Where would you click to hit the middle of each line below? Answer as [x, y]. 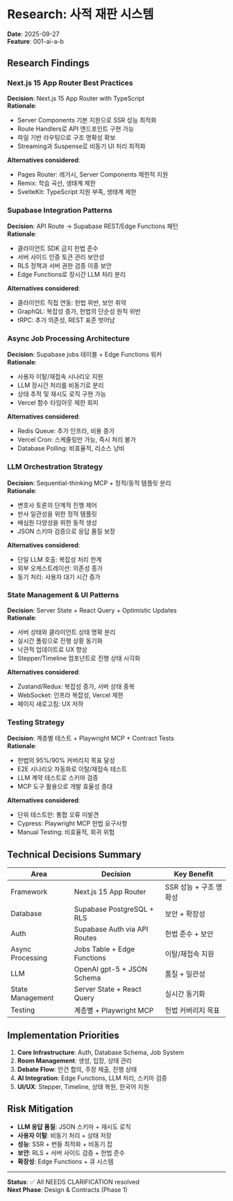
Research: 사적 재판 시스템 [80, 14]
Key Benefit [193, 873]
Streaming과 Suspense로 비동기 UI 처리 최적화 [81, 146]
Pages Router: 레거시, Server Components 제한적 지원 [93, 174]
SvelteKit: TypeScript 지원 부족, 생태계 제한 [77, 191]
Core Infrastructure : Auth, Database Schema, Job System [101, 1052]
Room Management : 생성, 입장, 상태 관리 [75, 1061]
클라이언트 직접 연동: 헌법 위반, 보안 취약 [72, 303]
